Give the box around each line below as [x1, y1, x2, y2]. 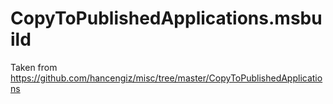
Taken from [10, 61, 58, 73]
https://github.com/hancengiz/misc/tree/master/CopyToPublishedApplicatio [10, 72, 323, 84]
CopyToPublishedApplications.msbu [10, 7, 323, 30]
